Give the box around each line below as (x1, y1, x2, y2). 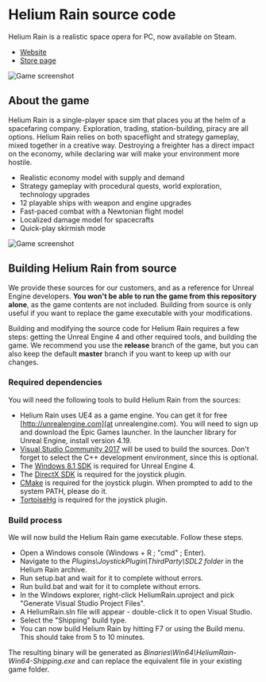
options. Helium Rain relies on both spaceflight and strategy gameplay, (8, 132, 240, 141)
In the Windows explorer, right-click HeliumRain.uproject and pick (19, 590, 234, 600)
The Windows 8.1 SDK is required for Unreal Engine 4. (19, 460, 196, 470)
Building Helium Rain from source (8, 262, 177, 275)
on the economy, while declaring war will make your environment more (8, 148, 240, 158)
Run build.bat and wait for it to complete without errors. (19, 582, 201, 591)
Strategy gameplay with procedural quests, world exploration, (19, 181, 222, 191)
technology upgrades (19, 189, 91, 199)
